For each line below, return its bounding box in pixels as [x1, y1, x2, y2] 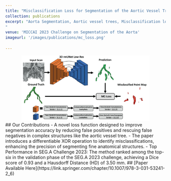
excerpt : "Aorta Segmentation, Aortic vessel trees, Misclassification [5, 19, 160, 24]
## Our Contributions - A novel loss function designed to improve [5, 121, 142, 127]
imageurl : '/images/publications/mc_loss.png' [5, 35, 106, 40]
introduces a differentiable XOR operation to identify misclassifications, [5, 138, 154, 144]
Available [5, 165, 24, 171]
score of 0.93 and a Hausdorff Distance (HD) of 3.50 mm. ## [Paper [5, 160, 148, 166]
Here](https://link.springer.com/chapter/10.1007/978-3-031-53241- [25, 165, 165, 171]
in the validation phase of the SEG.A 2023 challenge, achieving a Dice [12, 154, 159, 160]
